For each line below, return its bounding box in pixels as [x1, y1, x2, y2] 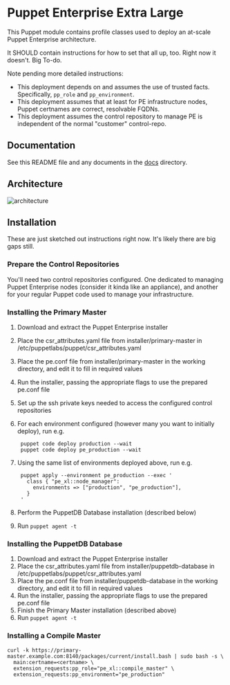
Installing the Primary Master [7, 307, 107, 317]
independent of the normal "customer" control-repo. [17, 119, 167, 127]
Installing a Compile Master [7, 631, 102, 641]
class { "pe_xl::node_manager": [26, 478, 120, 485]
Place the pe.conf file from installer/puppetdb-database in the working [17, 577, 218, 585]
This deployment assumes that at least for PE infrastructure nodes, [17, 97, 208, 105]
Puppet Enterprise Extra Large [7, 5, 184, 21]
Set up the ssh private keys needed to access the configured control [17, 398, 213, 407]
